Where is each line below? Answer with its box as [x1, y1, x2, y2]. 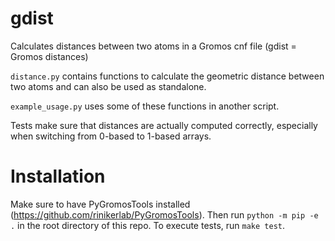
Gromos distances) [10, 50, 89, 62]
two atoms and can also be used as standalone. [10, 80, 207, 92]
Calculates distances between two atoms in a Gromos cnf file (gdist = [10, 40, 297, 52]
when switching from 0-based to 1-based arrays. [10, 130, 212, 142]
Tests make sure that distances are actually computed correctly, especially [10, 119, 318, 131]
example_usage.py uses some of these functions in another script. [10, 100, 280, 112]
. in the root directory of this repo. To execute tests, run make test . [10, 219, 286, 231]
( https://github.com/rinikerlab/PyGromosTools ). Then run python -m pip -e [10, 208, 319, 221]
